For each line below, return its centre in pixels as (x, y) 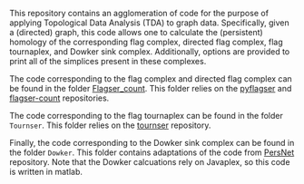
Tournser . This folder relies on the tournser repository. (110, 125)
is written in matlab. (46, 172)
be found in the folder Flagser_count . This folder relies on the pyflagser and (151, 88)
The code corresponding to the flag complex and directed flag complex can (151, 79)
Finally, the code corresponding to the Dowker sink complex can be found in (152, 143)
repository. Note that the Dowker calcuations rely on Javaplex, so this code (150, 162)
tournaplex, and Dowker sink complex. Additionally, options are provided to (150, 52)
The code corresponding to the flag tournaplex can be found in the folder (146, 116)
